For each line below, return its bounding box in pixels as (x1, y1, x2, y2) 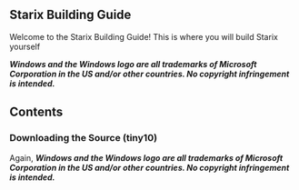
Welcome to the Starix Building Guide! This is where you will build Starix (9, 31, 279, 42)
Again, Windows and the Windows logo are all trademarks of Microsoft (9, 152, 284, 163)
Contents (9, 105, 64, 120)
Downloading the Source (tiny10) (9, 132, 157, 145)
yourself (9, 41, 41, 52)
